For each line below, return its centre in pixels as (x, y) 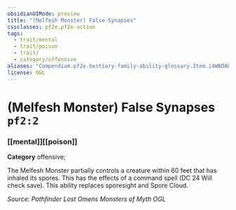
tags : (15, 33)
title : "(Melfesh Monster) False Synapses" (72, 20)
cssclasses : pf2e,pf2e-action (52, 27)
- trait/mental (36, 40)
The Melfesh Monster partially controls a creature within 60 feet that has (112, 170)
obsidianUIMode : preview (44, 14)
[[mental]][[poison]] (42, 141)
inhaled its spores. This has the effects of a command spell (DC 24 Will (110, 178)
